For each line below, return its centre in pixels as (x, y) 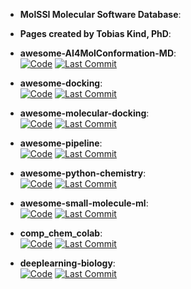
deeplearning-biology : (67, 263)
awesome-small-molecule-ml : (84, 203)
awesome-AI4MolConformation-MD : (98, 53)
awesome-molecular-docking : (84, 113)
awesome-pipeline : (61, 143)
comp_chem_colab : (61, 233)
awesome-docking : (61, 83)
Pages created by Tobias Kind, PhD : (95, 33)
